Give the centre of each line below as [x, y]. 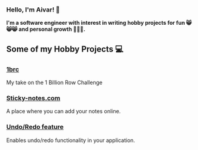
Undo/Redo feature [35, 127]
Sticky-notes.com [33, 98]
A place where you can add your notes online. [64, 111]
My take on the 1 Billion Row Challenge [54, 82]
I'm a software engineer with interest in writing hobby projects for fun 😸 [99, 23]
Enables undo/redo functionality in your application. [71, 140]
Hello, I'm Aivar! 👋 [33, 10]
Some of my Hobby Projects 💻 [65, 49]
